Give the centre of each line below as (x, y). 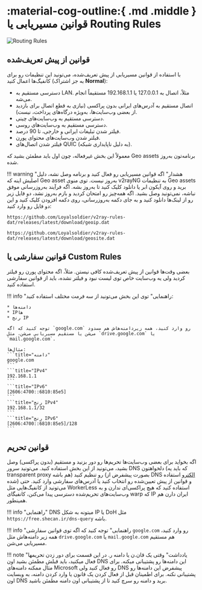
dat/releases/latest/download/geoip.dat (58, 222)
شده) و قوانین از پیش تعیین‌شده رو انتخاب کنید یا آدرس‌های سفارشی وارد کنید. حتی (99, 481)
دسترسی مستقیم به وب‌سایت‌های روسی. (62, 125)
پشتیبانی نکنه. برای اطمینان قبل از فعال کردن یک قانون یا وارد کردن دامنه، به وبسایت (101, 574)
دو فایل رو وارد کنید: (29, 206)
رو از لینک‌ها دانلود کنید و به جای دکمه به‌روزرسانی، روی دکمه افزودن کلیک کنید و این (100, 199)
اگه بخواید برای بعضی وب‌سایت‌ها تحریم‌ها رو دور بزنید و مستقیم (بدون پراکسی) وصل (102, 462)
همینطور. (17, 500)
